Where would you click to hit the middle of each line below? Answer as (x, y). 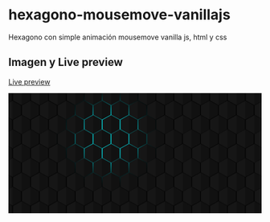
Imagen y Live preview (65, 62)
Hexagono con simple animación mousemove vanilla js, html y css (118, 37)
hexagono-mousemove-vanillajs (119, 15)
